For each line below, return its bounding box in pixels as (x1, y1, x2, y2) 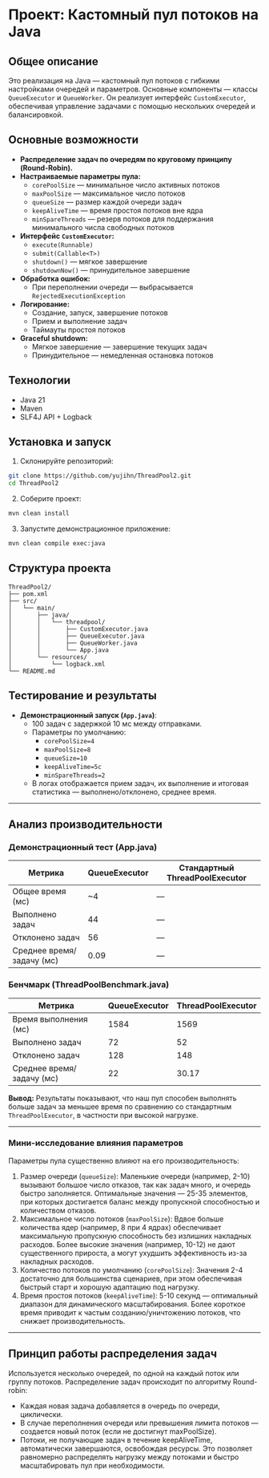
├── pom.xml (8, 589, 48, 598)
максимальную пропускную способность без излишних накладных (19, 1231, 252, 1241)
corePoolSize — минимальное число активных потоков (31, 180, 220, 189)
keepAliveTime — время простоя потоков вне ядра (31, 205, 204, 215)
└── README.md (8, 667, 56, 675)
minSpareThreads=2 (43, 771, 106, 779)
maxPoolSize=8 (43, 746, 91, 754)
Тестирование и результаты (8, 689, 158, 703)
